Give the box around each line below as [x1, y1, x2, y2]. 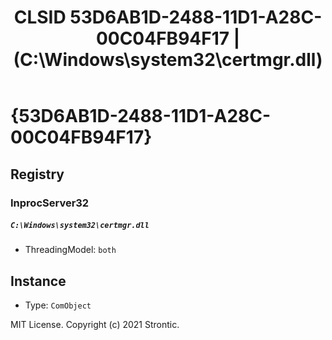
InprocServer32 [10, 196, 90, 210]
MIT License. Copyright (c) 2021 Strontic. [10, 319, 180, 331]
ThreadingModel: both [24, 244, 117, 256]
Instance [10, 272, 67, 290]
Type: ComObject [24, 299, 92, 311]
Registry [10, 166, 65, 183]
